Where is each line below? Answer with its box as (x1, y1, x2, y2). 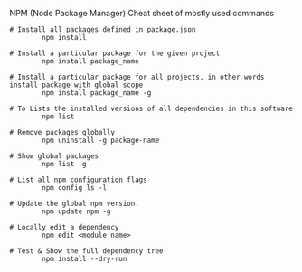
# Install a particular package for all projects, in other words (9, 72, 265, 81)
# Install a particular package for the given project (9, 49, 221, 58)
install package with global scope (9, 80, 144, 89)
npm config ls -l (42, 183, 107, 192)
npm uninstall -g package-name (42, 136, 160, 145)
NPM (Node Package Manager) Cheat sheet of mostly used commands (9, 8, 274, 18)
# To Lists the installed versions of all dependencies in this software (9, 104, 294, 113)
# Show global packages (9, 152, 99, 161)
